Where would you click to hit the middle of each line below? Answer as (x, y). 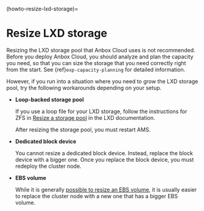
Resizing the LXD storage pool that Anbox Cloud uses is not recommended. (101, 50)
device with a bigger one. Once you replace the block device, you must (104, 159)
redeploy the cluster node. (48, 166)
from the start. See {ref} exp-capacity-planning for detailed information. (96, 69)
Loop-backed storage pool (49, 99)
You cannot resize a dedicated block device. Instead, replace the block (104, 153)
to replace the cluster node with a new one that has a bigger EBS (97, 196)
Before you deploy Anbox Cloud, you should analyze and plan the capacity (100, 57)
